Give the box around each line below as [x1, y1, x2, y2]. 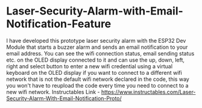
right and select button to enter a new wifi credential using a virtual [6, 62, 173, 70]
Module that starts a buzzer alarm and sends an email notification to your [6, 43, 188, 51]
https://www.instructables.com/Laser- [101, 88, 196, 95]
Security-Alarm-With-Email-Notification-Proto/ [6, 95, 122, 102]
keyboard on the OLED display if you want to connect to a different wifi [6, 69, 182, 76]
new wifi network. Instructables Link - [6, 88, 101, 95]
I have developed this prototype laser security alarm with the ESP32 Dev [6, 37, 186, 44]
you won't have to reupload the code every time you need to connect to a [6, 81, 189, 89]
